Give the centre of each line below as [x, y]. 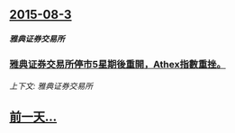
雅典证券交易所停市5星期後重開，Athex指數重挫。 [118, 65]
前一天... [33, 117]
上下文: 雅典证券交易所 [51, 85]
